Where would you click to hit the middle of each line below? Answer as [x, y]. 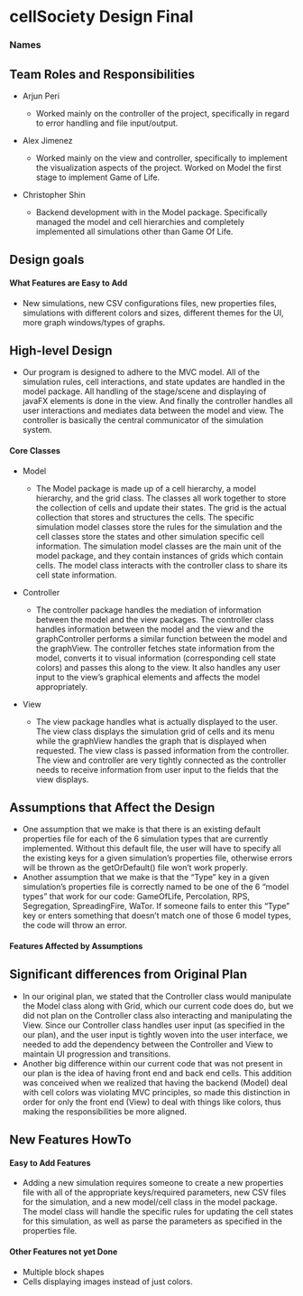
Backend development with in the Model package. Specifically [151, 212]
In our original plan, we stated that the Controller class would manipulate [157, 996]
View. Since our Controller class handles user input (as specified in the [154, 1025]
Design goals [47, 260]
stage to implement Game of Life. [98, 177]
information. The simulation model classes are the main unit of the [159, 546]
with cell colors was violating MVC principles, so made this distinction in [156, 1092]
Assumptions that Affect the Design [112, 808]
